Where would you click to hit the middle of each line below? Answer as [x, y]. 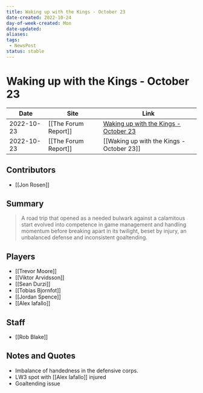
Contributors [31, 170]
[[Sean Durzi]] [33, 284]
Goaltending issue [37, 383]
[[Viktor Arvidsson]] [40, 278]
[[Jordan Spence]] [38, 297]
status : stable [25, 51]
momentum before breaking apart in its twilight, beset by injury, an [104, 231]
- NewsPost [22, 46]
